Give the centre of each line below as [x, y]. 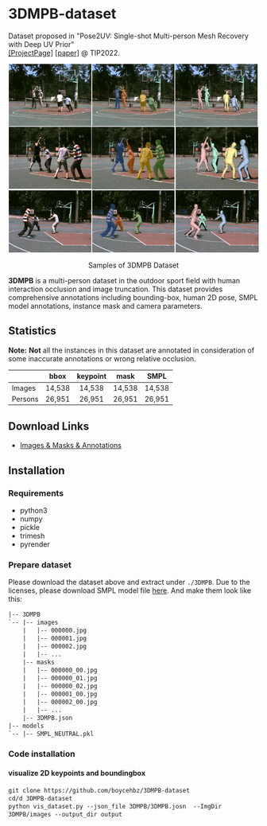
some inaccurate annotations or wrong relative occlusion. [102, 358]
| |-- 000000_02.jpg [60, 686]
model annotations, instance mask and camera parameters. [105, 306]
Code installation [42, 754]
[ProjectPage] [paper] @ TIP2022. [64, 53]
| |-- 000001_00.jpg [60, 694]
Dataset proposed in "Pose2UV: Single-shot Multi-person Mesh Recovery [128, 36]
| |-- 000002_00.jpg [60, 702]
